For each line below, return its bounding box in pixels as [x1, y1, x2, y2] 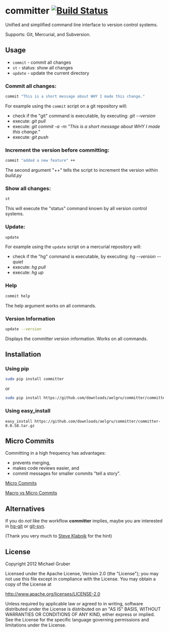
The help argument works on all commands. [5, 302, 97, 308]
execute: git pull [12, 118, 46, 124]
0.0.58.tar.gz [5, 423, 35, 428]
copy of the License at [5, 581, 52, 587]
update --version [5, 327, 42, 332]
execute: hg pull [12, 264, 46, 270]
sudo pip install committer [5, 377, 64, 382]
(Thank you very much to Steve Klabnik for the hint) [5, 533, 112, 539]
